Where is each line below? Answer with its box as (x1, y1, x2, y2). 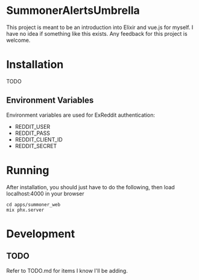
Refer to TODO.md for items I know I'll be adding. (6, 267, 128, 274)
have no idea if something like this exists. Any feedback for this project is (6, 30, 188, 37)
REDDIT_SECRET (14, 142, 57, 149)
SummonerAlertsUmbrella (6, 4, 140, 18)
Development (6, 227, 75, 241)
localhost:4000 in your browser (6, 190, 84, 197)
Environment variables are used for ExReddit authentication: (6, 111, 156, 119)
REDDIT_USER (14, 123, 51, 130)
